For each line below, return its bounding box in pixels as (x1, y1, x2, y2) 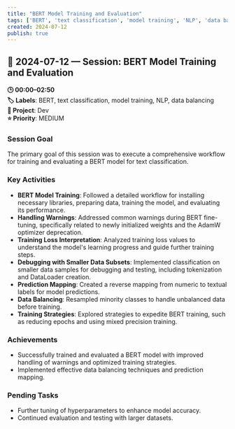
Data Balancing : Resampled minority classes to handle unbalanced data (17, 295, 226, 303)
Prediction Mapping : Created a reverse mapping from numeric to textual (17, 280, 227, 288)
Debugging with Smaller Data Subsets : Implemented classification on (17, 258, 220, 266)
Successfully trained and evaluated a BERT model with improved (17, 351, 204, 359)
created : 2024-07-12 (7, 23, 68, 30)
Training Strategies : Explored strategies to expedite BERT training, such (17, 309, 226, 318)
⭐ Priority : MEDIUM (7, 114, 64, 122)
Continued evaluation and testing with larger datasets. (17, 414, 173, 422)
